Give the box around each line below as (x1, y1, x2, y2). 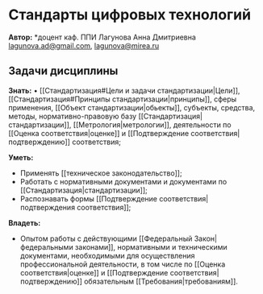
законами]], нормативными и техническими (75, 242, 228, 251)
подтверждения (19, 202, 75, 212)
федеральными (19, 242, 74, 251)
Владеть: (8, 217, 41, 227)
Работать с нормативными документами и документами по (19, 176, 228, 186)
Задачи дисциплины (8, 64, 119, 78)
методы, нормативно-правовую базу (8, 111, 137, 121)
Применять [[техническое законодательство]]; (19, 168, 183, 178)
